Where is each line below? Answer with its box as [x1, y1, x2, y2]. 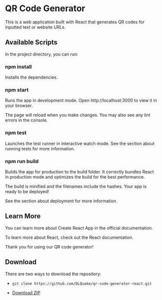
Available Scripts [5, 38, 57, 47]
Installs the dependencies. [5, 74, 58, 80]
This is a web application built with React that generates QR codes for [5, 19, 145, 25]
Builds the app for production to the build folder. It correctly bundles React [5, 169, 154, 175]
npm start [5, 86, 29, 93]
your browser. [5, 103, 33, 108]
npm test [5, 129, 27, 136]
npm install [5, 63, 32, 70]
